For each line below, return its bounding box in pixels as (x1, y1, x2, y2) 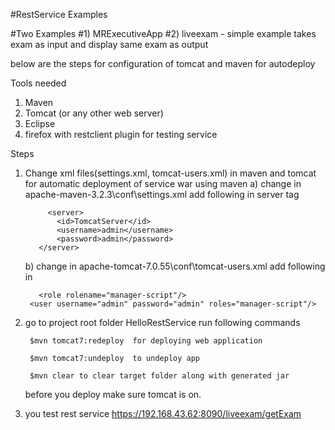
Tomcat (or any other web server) (24, 107, 164, 119)
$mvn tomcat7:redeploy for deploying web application (29, 336, 263, 346)
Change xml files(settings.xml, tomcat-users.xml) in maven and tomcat (24, 167, 317, 179)
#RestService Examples (10, 9, 108, 20)
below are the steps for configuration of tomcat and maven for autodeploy (10, 58, 316, 69)
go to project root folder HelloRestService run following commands (24, 317, 301, 328)
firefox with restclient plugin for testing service (24, 129, 218, 140)
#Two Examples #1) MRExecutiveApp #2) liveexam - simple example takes (10, 28, 317, 39)
